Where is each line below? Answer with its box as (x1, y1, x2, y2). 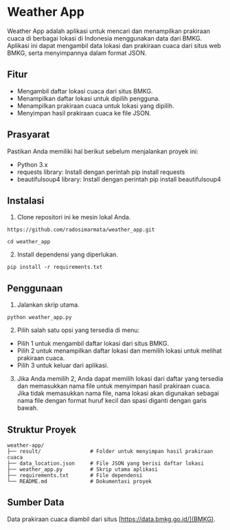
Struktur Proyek (7, 423, 77, 435)
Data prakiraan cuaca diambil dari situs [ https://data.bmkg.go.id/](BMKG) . (7, 515, 216, 523)
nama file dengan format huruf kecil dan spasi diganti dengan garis (16, 397, 207, 405)
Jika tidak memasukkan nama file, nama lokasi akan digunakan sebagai (16, 389, 220, 397)
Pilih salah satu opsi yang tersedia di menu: (16, 326, 140, 334)
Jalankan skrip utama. (16, 300, 80, 309)
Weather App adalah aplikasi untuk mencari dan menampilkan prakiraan (7, 27, 211, 35)
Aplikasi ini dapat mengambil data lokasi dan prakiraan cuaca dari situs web (7, 41, 222, 49)
